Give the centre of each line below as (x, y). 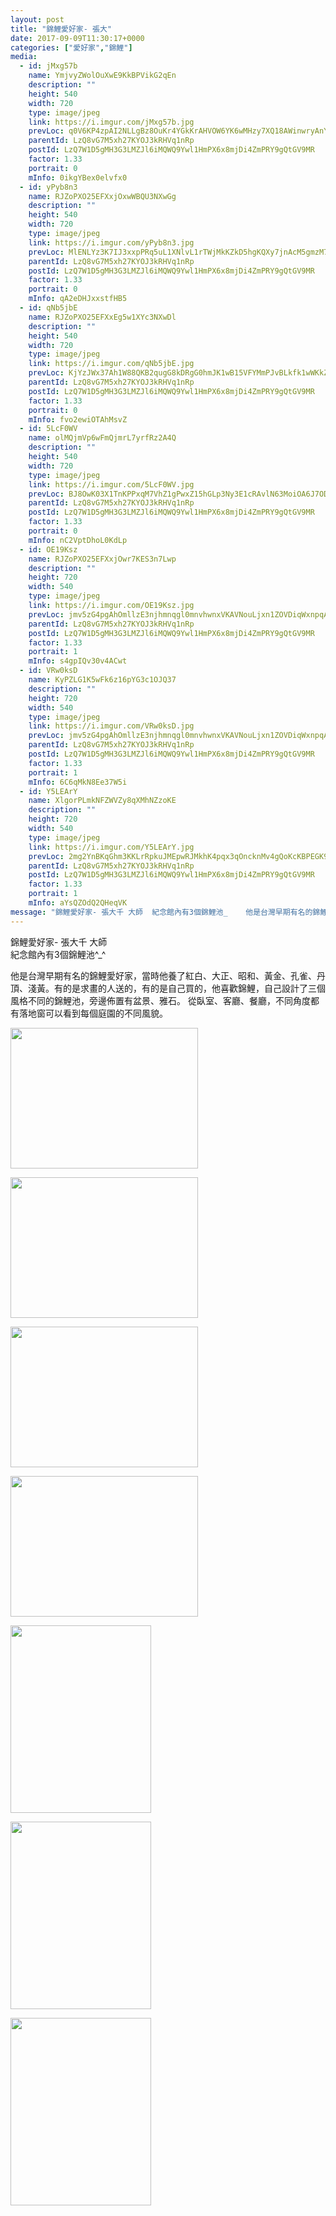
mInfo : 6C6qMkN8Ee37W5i (78, 782)
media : (24, 57)
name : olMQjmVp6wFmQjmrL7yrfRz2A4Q (102, 438)
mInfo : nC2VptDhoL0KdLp (78, 540)
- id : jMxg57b (48, 66)
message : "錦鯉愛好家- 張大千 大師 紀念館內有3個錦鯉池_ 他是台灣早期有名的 (161, 912)
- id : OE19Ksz (48, 549)
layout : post (37, 19)
